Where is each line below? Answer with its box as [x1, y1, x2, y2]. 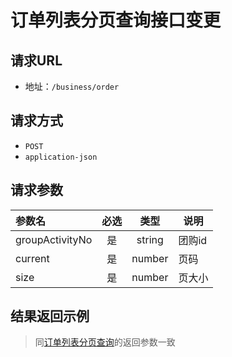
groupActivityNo [15, 232, 93, 246]
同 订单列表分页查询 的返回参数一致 [34, 336, 176, 348]
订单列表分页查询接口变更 [10, 9, 222, 32]
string [136, 232, 164, 246]
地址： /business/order [24, 81, 120, 92]
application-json [24, 152, 98, 162]
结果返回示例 [10, 308, 90, 325]
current [15, 251, 50, 265]
